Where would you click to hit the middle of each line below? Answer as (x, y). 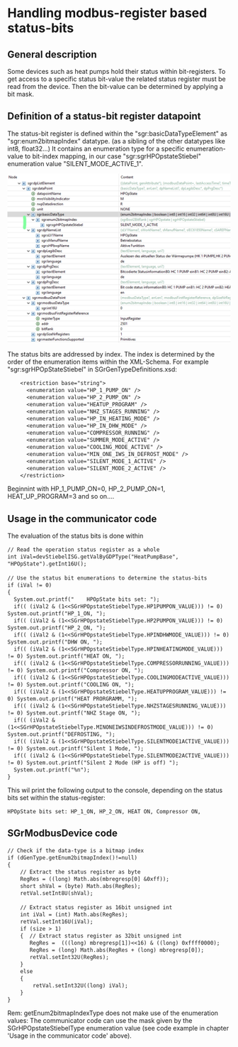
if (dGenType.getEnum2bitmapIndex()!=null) (73, 857)
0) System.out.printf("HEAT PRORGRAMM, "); (73, 699)
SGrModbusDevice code (63, 834)
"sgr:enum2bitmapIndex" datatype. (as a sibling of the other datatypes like (116, 141)
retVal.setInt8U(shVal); (57, 893)
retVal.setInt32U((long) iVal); (81, 985)
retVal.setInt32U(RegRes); (69, 957)
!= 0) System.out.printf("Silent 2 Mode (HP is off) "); (93, 763)
